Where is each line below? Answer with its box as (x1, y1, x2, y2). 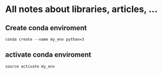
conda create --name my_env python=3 (5, 37, 85, 42)
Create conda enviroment (5, 24, 87, 32)
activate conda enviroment (5, 50, 92, 59)
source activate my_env (5, 64, 55, 69)
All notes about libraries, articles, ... (5, 4, 158, 15)
